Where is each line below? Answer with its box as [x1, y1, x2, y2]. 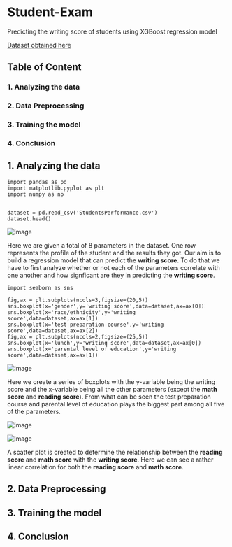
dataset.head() [7, 215, 52, 222]
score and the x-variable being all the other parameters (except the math [7, 385, 218, 393]
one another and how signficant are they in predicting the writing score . [7, 271, 215, 279]
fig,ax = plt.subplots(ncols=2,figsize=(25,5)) [7, 333, 149, 340]
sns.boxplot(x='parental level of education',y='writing [7, 346, 177, 353]
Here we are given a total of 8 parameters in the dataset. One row [7, 241, 196, 249]
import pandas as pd [7, 178, 68, 185]
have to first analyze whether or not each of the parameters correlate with [7, 263, 220, 271]
